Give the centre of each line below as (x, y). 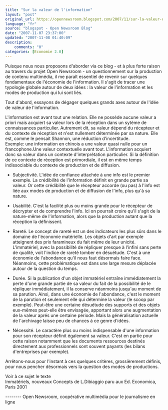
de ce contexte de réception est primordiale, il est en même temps (73, 159)
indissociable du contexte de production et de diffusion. (63, 165)
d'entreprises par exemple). (41, 351)
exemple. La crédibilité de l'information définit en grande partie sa (80, 180)
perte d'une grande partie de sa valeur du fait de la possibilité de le (81, 283)
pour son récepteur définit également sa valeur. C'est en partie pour (82, 335)
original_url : (20, 19)
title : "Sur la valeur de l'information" (49, 10)
